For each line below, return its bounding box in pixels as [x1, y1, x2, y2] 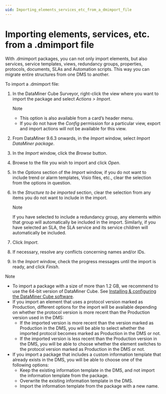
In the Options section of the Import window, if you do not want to [12, 169, 147, 175]
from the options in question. [12, 179, 72, 186]
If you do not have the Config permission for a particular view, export [19, 120, 161, 126]
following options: [12, 362, 49, 368]
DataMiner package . [12, 140, 55, 146]
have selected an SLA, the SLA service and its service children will [12, 224, 148, 230]
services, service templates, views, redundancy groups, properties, [5, 60, 143, 67]
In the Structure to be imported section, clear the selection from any [12, 189, 151, 195]
